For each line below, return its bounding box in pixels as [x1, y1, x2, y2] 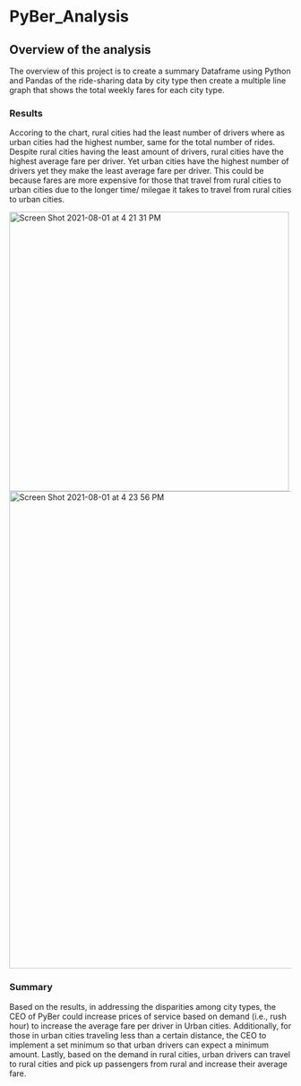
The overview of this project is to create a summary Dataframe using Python [9, 65, 291, 76]
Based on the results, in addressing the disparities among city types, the [9, 1001, 277, 1012]
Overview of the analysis [9, 42, 151, 57]
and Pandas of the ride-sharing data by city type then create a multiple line [9, 75, 287, 86]
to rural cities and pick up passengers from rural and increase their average [9, 1058, 288, 1069]
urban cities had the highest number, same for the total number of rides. [9, 137, 276, 148]
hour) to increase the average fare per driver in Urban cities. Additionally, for [9, 1020, 292, 1031]
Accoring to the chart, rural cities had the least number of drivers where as [9, 127, 285, 138]
